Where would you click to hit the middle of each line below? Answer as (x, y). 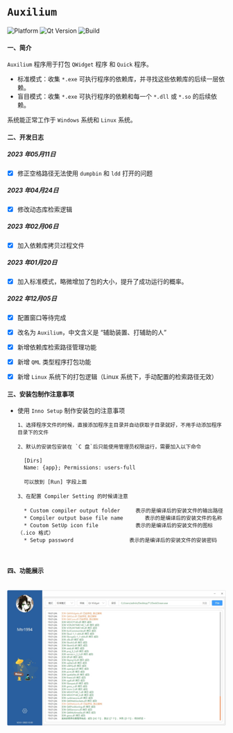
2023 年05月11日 (32, 154)
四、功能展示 (25, 570)
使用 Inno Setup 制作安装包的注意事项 (71, 411)
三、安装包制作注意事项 (41, 394)
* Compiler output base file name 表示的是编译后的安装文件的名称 (123, 518)
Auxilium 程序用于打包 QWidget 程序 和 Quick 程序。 (80, 64)
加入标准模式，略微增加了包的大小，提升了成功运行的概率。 (102, 281)
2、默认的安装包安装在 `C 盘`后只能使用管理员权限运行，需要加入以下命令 (109, 447)
